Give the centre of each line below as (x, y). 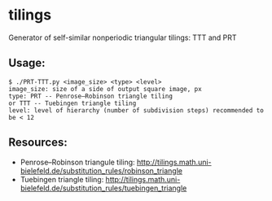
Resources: (38, 143)
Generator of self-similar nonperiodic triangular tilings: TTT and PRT (123, 37)
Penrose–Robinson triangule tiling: (78, 162)
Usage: (27, 63)
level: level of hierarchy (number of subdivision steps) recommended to (136, 110)
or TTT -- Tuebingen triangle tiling (72, 103)
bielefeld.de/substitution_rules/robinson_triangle (101, 170)
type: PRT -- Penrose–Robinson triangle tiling (91, 96)
